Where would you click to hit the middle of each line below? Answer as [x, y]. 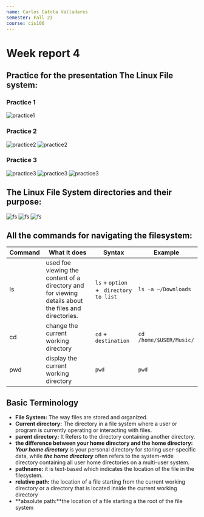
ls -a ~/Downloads [165, 289]
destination [112, 341]
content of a [63, 278]
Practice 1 [21, 102]
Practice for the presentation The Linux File [90, 76]
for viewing [62, 293]
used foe [58, 263]
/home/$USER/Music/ [166, 340]
